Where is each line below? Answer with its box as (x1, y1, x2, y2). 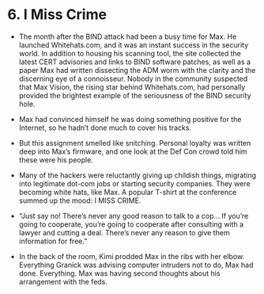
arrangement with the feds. (18, 277, 108, 286)
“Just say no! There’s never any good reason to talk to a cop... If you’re (18, 211, 249, 220)
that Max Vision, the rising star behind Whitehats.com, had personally (18, 82, 246, 92)
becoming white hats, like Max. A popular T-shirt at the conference (18, 187, 237, 197)
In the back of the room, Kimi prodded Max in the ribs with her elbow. (18, 251, 245, 261)
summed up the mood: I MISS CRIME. (18, 196, 141, 205)
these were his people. (18, 155, 94, 164)
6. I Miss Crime (7, 6, 107, 24)
